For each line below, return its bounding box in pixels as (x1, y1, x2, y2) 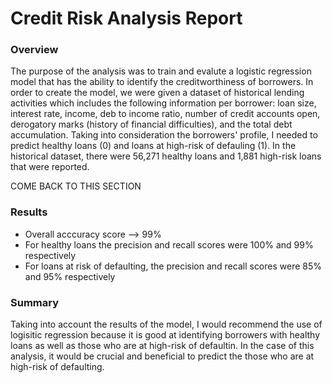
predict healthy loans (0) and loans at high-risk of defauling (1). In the (10, 140, 297, 152)
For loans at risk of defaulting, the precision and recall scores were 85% (24, 260, 323, 272)
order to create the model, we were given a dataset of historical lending (10, 87, 305, 99)
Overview (10, 43, 59, 57)
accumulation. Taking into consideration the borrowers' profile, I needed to (10, 129, 318, 141)
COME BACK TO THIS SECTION (10, 180, 142, 192)
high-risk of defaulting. (10, 361, 105, 373)
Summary (10, 295, 60, 309)
